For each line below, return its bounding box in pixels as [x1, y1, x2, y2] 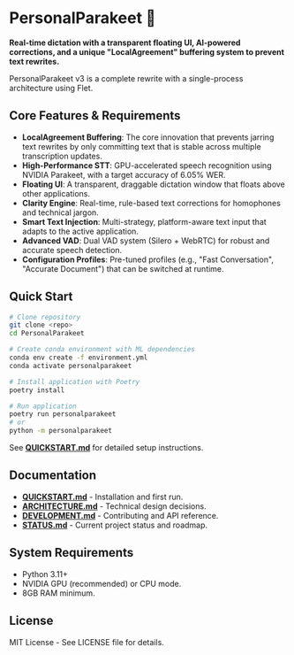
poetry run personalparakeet [9, 410, 117, 419]
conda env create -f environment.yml [9, 353, 148, 362]
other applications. [21, 188, 91, 198]
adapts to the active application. [21, 226, 139, 236]
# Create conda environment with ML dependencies [9, 345, 196, 354]
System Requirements [9, 545, 134, 560]
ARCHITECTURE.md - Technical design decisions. [21, 500, 207, 512]
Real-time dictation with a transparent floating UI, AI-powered [9, 37, 241, 48]
